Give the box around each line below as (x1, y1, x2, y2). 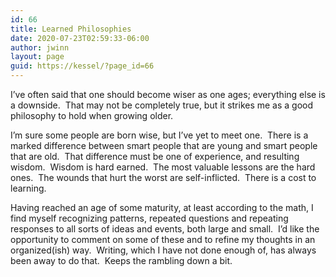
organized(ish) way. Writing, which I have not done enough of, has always (10, 244, 317, 256)
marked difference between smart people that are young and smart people (10, 140, 318, 151)
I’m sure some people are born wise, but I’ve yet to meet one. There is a (10, 129, 309, 141)
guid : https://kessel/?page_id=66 (10, 61, 155, 71)
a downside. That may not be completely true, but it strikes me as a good (10, 99, 314, 111)
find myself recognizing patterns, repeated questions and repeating (10, 212, 289, 224)
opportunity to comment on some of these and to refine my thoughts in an (10, 234, 316, 245)
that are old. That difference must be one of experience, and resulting (10, 151, 300, 162)
